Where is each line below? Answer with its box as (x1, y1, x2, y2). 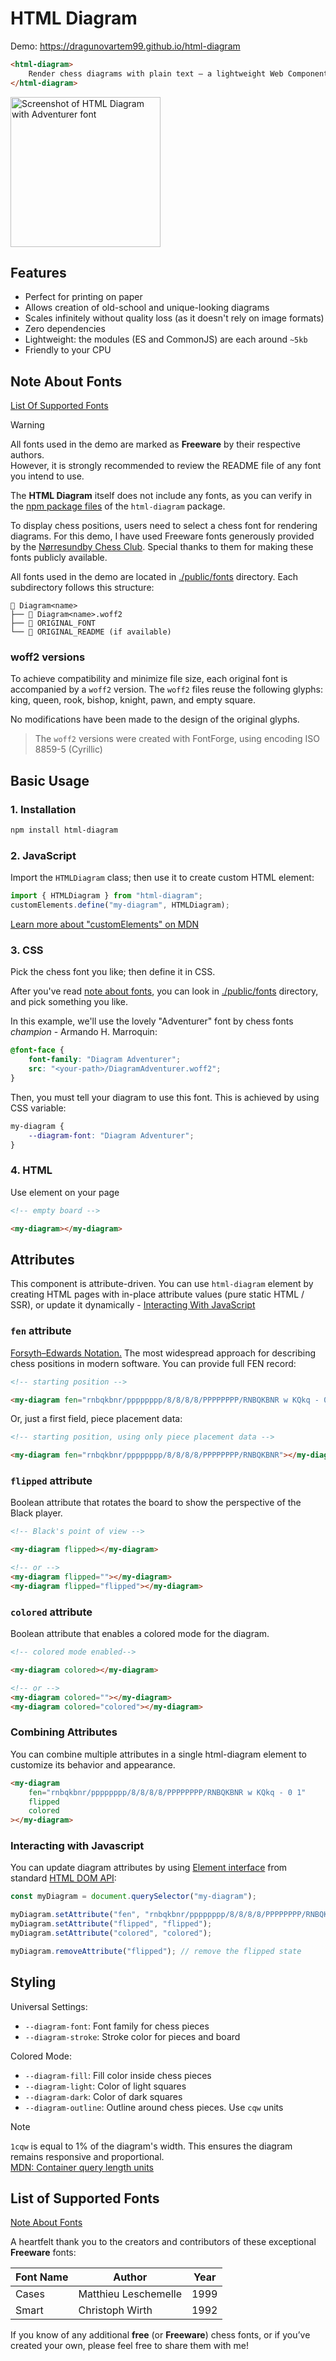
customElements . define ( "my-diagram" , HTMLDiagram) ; (10, 900, 230, 911)
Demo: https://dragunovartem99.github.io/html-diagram (10, 40, 241, 52)
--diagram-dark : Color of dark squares (24, 2090, 183, 2102)
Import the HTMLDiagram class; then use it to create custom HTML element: (10, 872, 315, 884)
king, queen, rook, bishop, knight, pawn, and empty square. (10, 694, 257, 706)
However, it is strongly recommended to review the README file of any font (10, 460, 322, 472)
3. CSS (10, 943, 44, 957)
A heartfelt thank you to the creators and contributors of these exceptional (10, 2236, 317, 2248)
